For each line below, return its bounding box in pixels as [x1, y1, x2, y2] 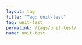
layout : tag [6, 8, 35, 15]
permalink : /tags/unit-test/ [6, 25, 77, 31]
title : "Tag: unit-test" [6, 14, 66, 20]
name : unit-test [6, 30, 45, 36]
